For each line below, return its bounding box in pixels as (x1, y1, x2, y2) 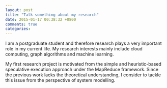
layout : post (5, 7, 33, 13)
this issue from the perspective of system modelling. (5, 77, 116, 83)
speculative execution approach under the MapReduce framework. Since (5, 67, 159, 73)
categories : (5, 26, 31, 32)
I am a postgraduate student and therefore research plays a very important (5, 40, 162, 46)
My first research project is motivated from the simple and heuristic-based (5, 61, 161, 67)
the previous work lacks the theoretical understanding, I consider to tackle (5, 72, 161, 78)
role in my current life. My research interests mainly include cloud (5, 46, 143, 52)
